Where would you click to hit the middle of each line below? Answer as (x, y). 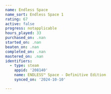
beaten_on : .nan (22, 47)
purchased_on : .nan (25, 38)
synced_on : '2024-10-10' (40, 79)
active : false (20, 24)
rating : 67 (16, 19)
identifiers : (19, 61)
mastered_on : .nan (24, 56)
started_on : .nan (23, 42)
